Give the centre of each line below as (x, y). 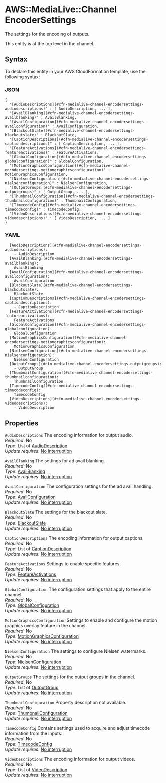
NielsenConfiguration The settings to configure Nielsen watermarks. (76, 651)
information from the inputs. (34, 734)
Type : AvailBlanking (25, 471)
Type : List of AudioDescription (36, 446)
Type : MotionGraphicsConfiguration (42, 636)
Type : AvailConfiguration (30, 497)
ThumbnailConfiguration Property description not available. (66, 703)
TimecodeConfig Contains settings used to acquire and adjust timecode (78, 728)
